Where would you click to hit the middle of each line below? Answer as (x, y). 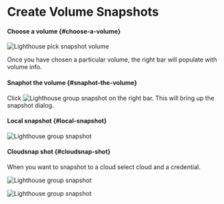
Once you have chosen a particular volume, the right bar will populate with (112, 60)
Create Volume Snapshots (83, 12)
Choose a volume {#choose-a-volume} (64, 31)
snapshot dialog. (30, 105)
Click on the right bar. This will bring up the (111, 98)
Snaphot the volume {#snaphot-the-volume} (72, 82)
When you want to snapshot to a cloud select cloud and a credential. (104, 167)
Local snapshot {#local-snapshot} (57, 121)
